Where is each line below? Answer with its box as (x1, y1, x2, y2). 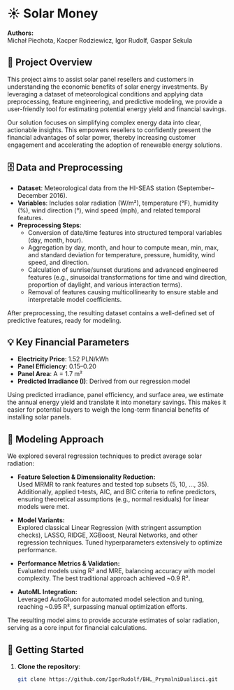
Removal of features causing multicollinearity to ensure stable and (27, 287, 219, 296)
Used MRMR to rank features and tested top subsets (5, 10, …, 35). (17, 480, 210, 489)
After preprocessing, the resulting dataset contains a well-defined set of (7, 308, 215, 317)
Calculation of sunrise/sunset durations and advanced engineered (27, 265, 219, 274)
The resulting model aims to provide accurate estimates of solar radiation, (7, 616, 220, 624)
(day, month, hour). (27, 236, 84, 244)
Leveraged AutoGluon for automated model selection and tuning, (17, 595, 205, 603)
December (17, 191, 48, 199)
